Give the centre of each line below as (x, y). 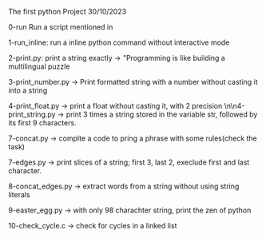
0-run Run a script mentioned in (61, 27)
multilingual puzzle (39, 66)
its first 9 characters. (43, 123)
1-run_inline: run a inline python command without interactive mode (119, 42)
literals (19, 194)
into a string (28, 90)
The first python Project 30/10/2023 (67, 12)
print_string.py (32, 114)
